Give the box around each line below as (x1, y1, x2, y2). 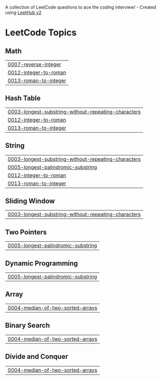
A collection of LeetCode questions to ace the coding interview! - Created (5, 4, 157, 10)
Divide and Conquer (5, 353, 69, 361)
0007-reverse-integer (7, 61, 61, 68)
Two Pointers (5, 228, 47, 236)
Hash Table (5, 94, 41, 103)
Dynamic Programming (5, 259, 78, 267)
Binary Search (5, 321, 50, 330)
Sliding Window (5, 197, 55, 205)
